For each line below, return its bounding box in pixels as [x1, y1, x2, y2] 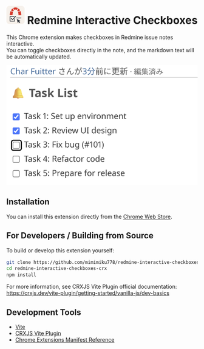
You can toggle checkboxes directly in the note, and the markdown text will [6, 46, 194, 54]
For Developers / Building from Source [6, 230, 154, 241]
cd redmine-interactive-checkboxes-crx [6, 266, 107, 272]
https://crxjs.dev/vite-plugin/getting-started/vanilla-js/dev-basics [6, 289, 170, 297]
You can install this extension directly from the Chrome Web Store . [6, 213, 173, 220]
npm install [6, 272, 36, 278]
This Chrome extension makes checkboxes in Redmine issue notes [6, 33, 174, 41]
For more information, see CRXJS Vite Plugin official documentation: [6, 283, 177, 291]
